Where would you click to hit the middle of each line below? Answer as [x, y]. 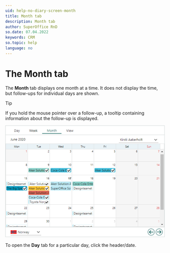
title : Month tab [24, 16]
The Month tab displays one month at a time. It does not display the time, [82, 88]
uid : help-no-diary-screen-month [40, 11]
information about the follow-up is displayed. [52, 118]
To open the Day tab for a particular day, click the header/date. [71, 245]
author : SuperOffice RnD [31, 27]
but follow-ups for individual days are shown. [52, 93]
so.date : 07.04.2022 [27, 32]
